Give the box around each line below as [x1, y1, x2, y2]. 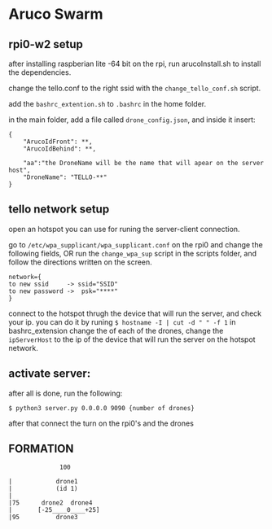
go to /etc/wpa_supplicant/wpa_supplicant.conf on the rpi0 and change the [8, 239, 263, 249]
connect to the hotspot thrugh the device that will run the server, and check [8, 308, 262, 318]
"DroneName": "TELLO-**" [23, 173, 107, 181]
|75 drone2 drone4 [8, 499, 93, 507]
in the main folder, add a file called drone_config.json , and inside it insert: [8, 115, 256, 125]
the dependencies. [8, 68, 72, 77]
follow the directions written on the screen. [8, 257, 152, 267]
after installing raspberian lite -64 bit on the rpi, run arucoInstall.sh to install [8, 59, 261, 68]
